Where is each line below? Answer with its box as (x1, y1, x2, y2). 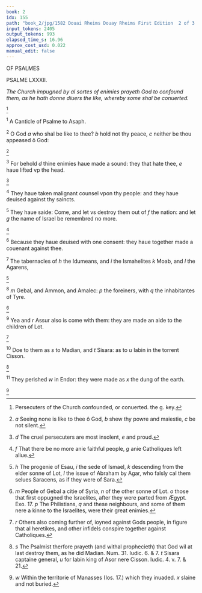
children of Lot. (6, 323, 44, 330)
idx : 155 (6, 14, 28, 20)
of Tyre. (6, 293, 26, 300)
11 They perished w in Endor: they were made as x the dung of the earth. (6, 375, 185, 383)
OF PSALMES (6, 64, 40, 72)
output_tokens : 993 (6, 31, 55, 37)
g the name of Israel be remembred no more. (6, 215, 117, 222)
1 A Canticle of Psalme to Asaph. (6, 116, 87, 125)
